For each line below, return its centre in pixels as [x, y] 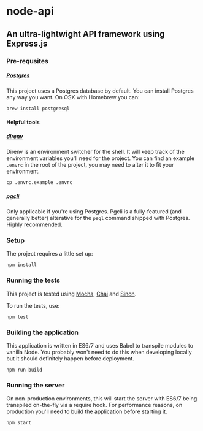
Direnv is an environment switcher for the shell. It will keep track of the [96, 152]
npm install [21, 265]
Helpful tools [23, 122]
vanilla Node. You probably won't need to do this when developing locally [99, 352]
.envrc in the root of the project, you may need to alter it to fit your [90, 165]
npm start [19, 423]
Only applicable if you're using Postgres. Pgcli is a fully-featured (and [94, 212]
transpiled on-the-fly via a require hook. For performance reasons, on [94, 405]
